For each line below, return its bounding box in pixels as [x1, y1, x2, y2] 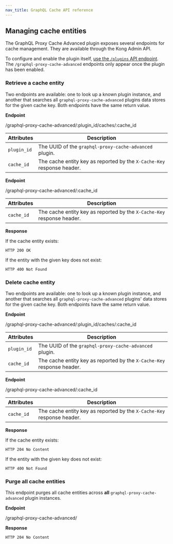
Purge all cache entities [5, 478, 65, 485]
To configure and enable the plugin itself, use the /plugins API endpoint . [5, 56, 159, 62]
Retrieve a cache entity [5, 79, 64, 86]
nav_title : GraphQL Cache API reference [5, 7, 94, 13]
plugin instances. [25, 495, 62, 501]
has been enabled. [5, 66, 45, 73]
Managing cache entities [5, 27, 86, 36]
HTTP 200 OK [5, 248, 31, 253]
